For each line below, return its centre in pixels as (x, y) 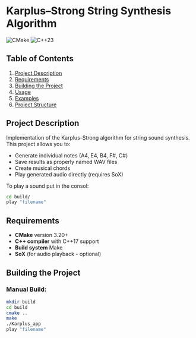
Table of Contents (40, 59)
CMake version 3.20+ (41, 235)
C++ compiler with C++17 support (57, 241)
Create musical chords (42, 168)
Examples (27, 98)
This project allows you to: (38, 144)
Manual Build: (26, 289)
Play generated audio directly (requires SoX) (69, 174)
